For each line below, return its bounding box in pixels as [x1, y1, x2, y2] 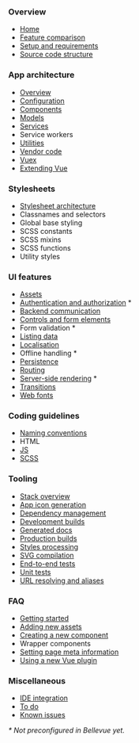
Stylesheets [8, 183, 56, 194]
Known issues [19, 710, 66, 720]
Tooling [8, 473, 38, 484]
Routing [19, 366, 46, 375]
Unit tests [19, 567, 51, 576]
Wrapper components [19, 639, 91, 649]
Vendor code [19, 146, 62, 156]
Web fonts [19, 391, 54, 400]
